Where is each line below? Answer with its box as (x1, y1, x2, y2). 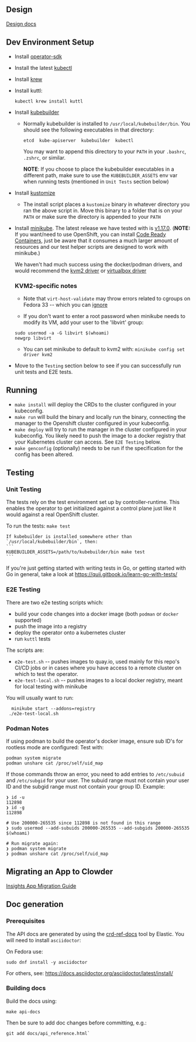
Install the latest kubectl (14, 64, 72, 71)
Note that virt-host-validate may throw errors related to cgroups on (23, 295, 191, 302)
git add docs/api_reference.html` (6, 1030, 91, 1036)
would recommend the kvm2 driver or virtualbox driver (14, 267, 147, 274)
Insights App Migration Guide (6, 882, 77, 889)
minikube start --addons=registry (11, 705, 95, 712)
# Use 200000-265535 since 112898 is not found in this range (6, 820, 161, 826)
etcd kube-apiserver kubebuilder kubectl (23, 137, 134, 143)
